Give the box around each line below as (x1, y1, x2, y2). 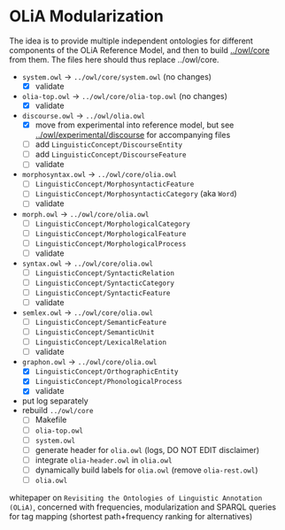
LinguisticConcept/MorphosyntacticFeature (35, 180, 195, 189)
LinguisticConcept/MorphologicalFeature (35, 229, 187, 238)
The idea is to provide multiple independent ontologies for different (9, 35, 254, 46)
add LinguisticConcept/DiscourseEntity (35, 139, 183, 150)
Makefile (35, 414, 67, 426)
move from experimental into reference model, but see (35, 119, 235, 130)
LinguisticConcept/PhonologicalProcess (35, 378, 183, 387)
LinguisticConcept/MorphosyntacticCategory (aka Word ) (35, 188, 237, 199)
